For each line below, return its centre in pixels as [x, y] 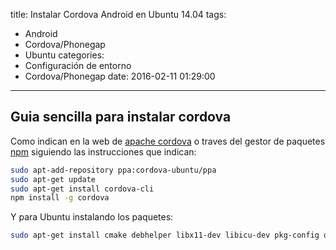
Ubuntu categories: [64, 55]
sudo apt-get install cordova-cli [82, 189]
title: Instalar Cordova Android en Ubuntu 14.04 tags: [118, 14]
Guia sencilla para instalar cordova [121, 117]
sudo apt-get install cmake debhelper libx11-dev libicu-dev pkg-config [165, 235]
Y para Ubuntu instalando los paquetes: [92, 217]
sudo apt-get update [53, 179]
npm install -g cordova [60, 198]
